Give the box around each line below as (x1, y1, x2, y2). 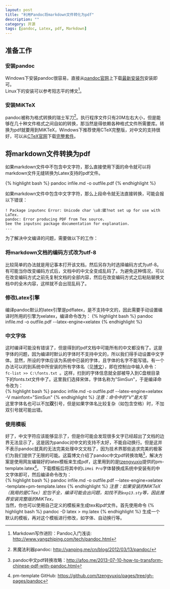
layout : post (5, 7, 33, 13)
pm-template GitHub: (12, 572, 57, 578)
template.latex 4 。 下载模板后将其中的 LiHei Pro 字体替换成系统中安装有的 (5, 464, 156, 471)
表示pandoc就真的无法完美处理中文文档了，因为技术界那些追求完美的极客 (9, 446, 162, 452)
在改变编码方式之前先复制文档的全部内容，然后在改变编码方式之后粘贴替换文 (5, 274, 164, 280)
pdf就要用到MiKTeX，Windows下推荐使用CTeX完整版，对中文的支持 (14, 127, 156, 133)
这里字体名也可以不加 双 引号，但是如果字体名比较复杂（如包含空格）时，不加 (5, 401, 164, 407)
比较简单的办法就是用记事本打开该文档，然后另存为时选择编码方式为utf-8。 (5, 261, 161, 268)
